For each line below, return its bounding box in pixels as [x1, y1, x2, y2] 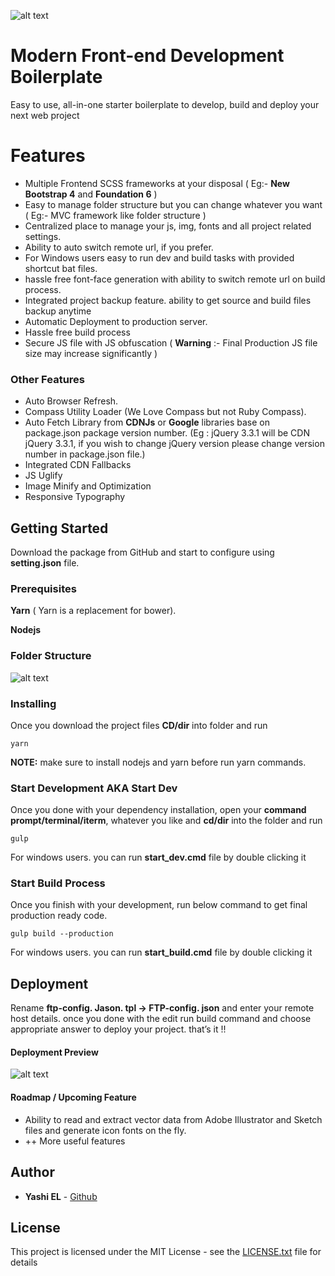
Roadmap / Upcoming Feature [10, 1091, 137, 1104]
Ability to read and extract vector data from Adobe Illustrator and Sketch [24, 1113, 323, 1125]
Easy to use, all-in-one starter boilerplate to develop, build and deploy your [10, 98, 320, 110]
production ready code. [10, 910, 108, 922]
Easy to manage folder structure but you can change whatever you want [24, 198, 323, 210]
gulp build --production [10, 929, 114, 939]
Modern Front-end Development [10, 45, 285, 67]
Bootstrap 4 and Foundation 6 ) [24, 188, 158, 200]
